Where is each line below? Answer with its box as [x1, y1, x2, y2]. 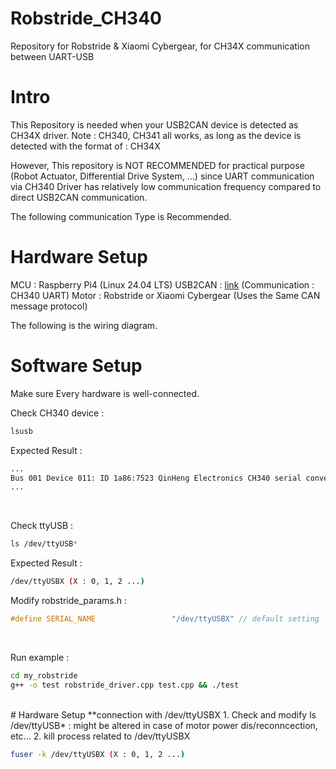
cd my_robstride [10, 670, 78, 681]
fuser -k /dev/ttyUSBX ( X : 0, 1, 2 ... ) [10, 749, 186, 759]
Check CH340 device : [10, 407, 105, 419]
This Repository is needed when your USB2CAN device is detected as [10, 118, 299, 131]
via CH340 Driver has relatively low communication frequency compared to [10, 180, 322, 192]
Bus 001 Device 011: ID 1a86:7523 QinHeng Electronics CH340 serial [10, 473, 302, 483]
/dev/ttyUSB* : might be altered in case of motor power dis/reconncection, [10, 719, 318, 731]
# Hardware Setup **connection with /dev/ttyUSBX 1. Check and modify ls [10, 708, 317, 721]
